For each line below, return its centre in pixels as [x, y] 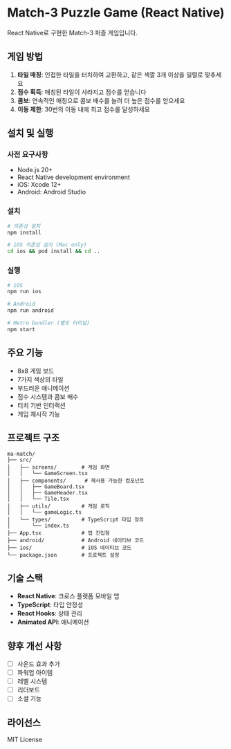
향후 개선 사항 [35, 646]
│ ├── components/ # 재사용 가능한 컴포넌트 [76, 481]
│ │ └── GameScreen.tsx [48, 474]
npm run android [30, 311]
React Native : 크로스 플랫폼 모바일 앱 [68, 596]
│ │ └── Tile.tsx [38, 499]
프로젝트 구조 [34, 437]
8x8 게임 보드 [36, 371]
